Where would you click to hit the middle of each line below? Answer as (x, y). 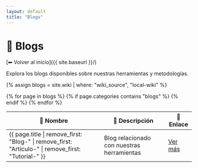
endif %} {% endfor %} (34, 103)
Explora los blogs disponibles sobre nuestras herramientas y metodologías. (98, 73)
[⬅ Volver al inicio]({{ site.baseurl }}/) (52, 62)
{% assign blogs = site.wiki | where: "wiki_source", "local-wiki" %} (87, 85)
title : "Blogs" (25, 17)
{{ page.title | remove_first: (46, 135)
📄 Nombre (54, 121)
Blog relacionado (128, 138)
